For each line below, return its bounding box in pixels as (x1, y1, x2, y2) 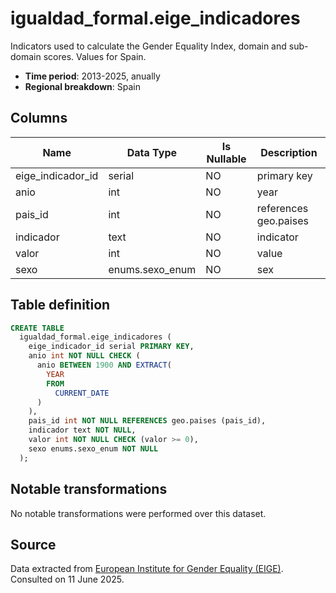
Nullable (206, 152, 247, 166)
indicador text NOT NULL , (28, 425, 137, 436)
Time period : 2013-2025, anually (24, 70, 161, 82)
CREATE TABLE (10, 323, 65, 333)
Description (260, 145, 318, 159)
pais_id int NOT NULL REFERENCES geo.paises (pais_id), (28, 416, 267, 426)
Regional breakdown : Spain (24, 80, 141, 92)
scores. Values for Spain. (43, 50, 147, 62)
